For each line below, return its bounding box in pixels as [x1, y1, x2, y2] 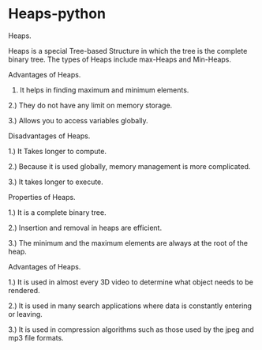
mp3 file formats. [8, 333, 65, 342]
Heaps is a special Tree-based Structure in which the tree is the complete [8, 46, 248, 55]
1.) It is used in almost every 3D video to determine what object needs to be [8, 277, 254, 287]
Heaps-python [8, 5, 107, 23]
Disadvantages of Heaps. [8, 131, 91, 141]
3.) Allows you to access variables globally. [8, 115, 148, 125]
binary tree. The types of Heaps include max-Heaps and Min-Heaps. [8, 55, 231, 64]
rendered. [8, 285, 41, 295]
